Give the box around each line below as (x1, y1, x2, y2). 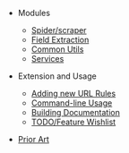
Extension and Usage (17, 71, 97, 81)
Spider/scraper (30, 25, 87, 35)
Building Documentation (30, 107, 121, 117)
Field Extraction (30, 35, 90, 45)
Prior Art (17, 134, 49, 144)
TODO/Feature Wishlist (30, 116, 116, 127)
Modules (17, 8, 51, 18)
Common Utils (30, 44, 84, 55)
